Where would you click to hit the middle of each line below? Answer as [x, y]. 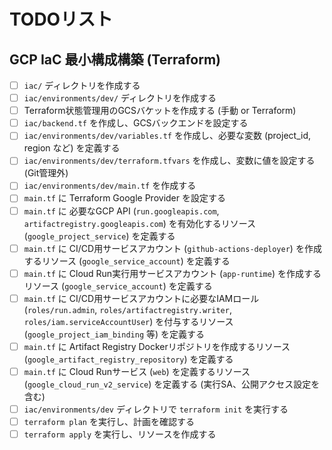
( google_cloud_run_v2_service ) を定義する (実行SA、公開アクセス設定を [172, 384]
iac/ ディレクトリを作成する [82, 85]
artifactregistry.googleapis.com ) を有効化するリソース [140, 223]
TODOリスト [61, 19]
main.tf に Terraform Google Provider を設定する [124, 198]
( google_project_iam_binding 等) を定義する [114, 334]
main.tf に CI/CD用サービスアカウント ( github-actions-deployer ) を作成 [172, 248]
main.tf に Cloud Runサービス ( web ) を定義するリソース [137, 371]
